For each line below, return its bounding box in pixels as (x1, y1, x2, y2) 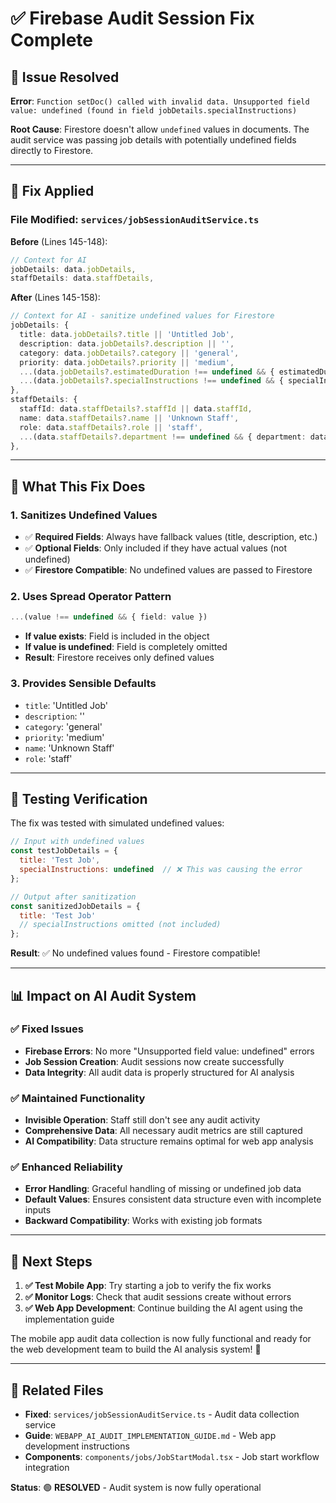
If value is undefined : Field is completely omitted (24, 641, 228, 653)
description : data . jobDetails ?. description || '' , (19, 338, 235, 349)
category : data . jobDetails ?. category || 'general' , (19, 348, 240, 358)
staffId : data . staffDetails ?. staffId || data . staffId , (19, 404, 253, 414)
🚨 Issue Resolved (10, 68, 120, 86)
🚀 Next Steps (10, 1253, 93, 1270)
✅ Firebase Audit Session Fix (10, 7, 255, 30)
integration (24, 1462, 70, 1474)
